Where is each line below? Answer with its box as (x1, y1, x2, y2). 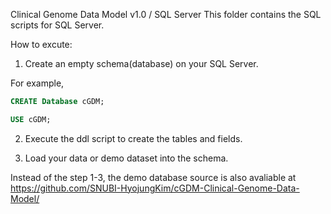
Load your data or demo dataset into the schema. (24, 152, 229, 164)
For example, (10, 77, 65, 89)
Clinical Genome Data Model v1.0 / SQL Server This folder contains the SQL (10, 9, 322, 20)
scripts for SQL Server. (10, 19, 105, 31)
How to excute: (10, 39, 73, 50)
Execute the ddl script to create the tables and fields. (24, 132, 243, 144)
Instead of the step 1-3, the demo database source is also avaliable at (10, 171, 297, 183)
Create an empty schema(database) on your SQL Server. (24, 58, 259, 69)
